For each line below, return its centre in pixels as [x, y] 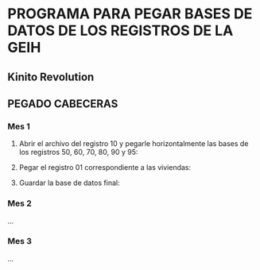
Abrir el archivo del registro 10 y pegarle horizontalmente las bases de [134, 144]
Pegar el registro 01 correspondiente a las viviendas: [105, 168]
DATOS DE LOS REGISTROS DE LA [120, 31]
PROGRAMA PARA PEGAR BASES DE [130, 14]
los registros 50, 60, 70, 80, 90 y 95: [78, 152]
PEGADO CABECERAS [63, 104]
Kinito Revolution [51, 77]
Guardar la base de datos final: [69, 183]
